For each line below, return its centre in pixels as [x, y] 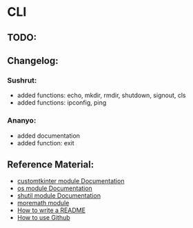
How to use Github [43, 218]
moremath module [43, 203]
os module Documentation [55, 188]
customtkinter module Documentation [71, 181]
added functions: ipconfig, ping [62, 103]
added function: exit [45, 143]
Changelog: [33, 60]
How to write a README [51, 210]
